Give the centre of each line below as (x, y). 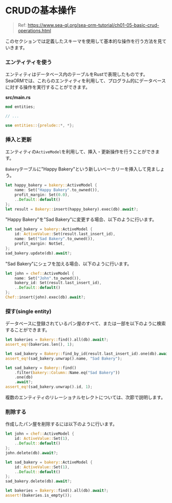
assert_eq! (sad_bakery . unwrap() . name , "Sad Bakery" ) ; (64, 358)
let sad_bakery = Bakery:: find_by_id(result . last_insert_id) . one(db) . (82, 353)
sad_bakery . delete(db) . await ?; (39, 481)
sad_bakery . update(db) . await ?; (39, 253)
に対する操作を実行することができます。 (48, 87)
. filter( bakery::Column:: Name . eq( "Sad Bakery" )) (67, 372)
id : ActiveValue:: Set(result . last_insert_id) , (65, 234)
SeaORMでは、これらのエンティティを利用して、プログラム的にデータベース (86, 81)
